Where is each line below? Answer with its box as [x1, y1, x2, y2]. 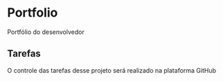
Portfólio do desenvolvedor [7, 28, 84, 36]
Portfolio [7, 5, 58, 21]
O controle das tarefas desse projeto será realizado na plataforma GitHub [7, 66, 217, 74]
